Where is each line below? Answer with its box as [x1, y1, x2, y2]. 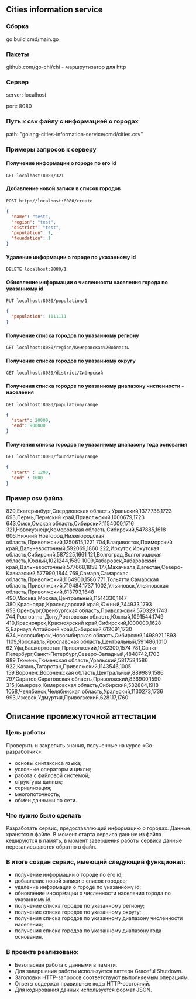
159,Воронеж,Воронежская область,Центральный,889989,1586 [6, 670, 164, 677]
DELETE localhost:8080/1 [6, 266, 67, 273]
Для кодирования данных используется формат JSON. [14, 986, 152, 993]
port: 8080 [6, 102, 32, 110]
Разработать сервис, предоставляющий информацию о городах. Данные [6, 825, 190, 832]
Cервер [6, 78, 29, 86]
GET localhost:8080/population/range [6, 401, 98, 407]
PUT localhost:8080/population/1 [6, 298, 88, 304]
